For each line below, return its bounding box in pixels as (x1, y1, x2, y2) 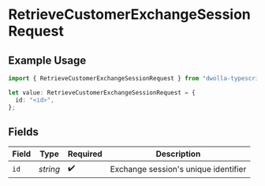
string (38, 163, 61, 174)
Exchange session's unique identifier (110, 163, 247, 174)
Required (67, 148, 103, 159)
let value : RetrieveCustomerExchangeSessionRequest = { (8, 88, 196, 96)
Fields (8, 125, 39, 139)
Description (155, 148, 201, 159)
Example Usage (8, 54, 87, 67)
